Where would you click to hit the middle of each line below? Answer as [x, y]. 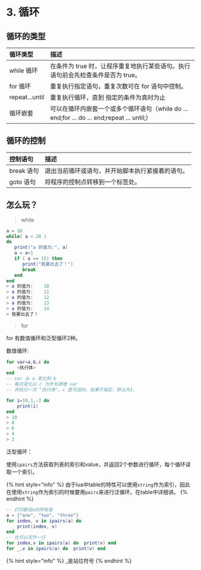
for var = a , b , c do [28, 362]
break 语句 [24, 170]
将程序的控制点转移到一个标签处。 [93, 182]
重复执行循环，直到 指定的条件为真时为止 [108, 97]
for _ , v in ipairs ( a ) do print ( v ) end [56, 548]
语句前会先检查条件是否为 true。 [95, 75]
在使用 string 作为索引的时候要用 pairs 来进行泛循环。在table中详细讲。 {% [97, 492]
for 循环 [20, 86]
